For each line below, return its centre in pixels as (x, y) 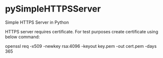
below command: (22, 37)
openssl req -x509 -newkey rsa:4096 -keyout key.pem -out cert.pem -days (81, 46)
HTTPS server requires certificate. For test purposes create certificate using (82, 31)
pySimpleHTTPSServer (53, 9)
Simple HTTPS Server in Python (37, 22)
